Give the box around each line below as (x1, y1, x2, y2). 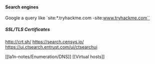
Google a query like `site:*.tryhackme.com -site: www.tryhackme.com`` (5, 15, 150, 21)
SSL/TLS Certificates (5, 26, 50, 32)
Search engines (5, 4, 38, 10)
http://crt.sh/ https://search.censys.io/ (5, 39, 84, 45)
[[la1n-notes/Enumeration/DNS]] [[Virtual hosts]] (5, 54, 105, 60)
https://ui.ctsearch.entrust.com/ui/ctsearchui (5, 44, 97, 50)
